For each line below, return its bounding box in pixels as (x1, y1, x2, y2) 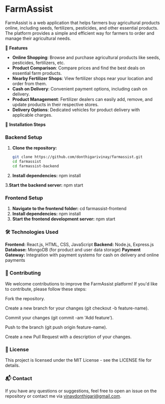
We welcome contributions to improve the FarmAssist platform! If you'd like (5, 280, 158, 286)
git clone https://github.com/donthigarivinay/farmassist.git (12, 155, 143, 159)
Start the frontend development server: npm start (12, 216, 116, 222)
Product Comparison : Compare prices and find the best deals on (12, 65, 145, 71)
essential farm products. (12, 70, 62, 76)
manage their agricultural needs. (5, 35, 71, 41)
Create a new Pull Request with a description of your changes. (5, 334, 132, 340)
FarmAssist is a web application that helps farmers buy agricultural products (5, 20, 160, 26)
